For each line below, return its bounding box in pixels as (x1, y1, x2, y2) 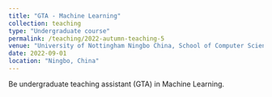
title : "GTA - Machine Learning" (8, 11, 121, 20)
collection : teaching (8, 19, 82, 27)
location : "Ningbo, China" (8, 57, 100, 65)
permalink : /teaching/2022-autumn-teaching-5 (8, 34, 164, 43)
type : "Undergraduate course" (8, 27, 111, 35)
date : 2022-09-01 (8, 49, 67, 57)
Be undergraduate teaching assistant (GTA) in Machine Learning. (8, 78, 225, 89)
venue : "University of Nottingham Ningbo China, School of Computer (8, 42, 244, 50)
